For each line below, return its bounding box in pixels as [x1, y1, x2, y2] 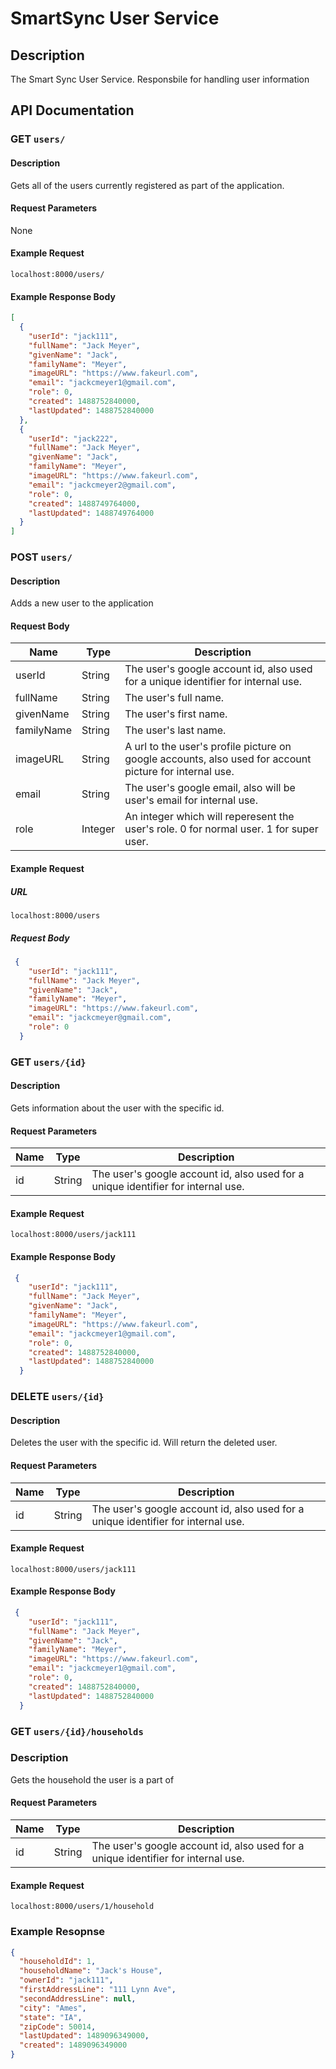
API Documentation [10, 102, 135, 119]
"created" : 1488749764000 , [28, 498, 141, 509]
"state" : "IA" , [19, 2012, 83, 2022]
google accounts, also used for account [124, 752, 312, 766]
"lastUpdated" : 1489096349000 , [19, 2031, 150, 2041]
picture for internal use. [124, 765, 235, 779]
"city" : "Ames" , [19, 2003, 87, 2013]
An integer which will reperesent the [124, 810, 295, 824]
